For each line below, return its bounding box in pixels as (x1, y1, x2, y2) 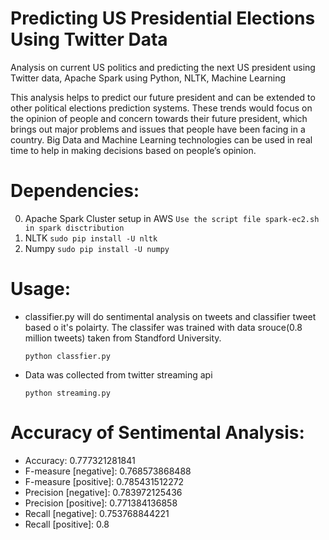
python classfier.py (24, 351, 111, 361)
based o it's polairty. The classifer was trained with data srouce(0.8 (24, 321, 303, 333)
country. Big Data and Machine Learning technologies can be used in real (10, 133, 313, 146)
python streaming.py (24, 388, 111, 398)
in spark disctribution (24, 223, 125, 233)
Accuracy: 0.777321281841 (24, 454, 136, 466)
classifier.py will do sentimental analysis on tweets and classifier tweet (24, 310, 317, 322)
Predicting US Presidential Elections (10, 7, 316, 30)
